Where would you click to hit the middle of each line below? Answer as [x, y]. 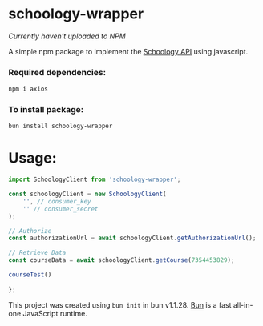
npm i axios [28, 89]
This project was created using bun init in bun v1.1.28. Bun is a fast [120, 304]
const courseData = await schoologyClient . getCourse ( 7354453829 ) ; [121, 260]
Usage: [33, 158]
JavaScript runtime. [55, 313]
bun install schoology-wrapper [61, 126]
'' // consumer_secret [61, 209]
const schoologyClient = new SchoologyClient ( [87, 194]
